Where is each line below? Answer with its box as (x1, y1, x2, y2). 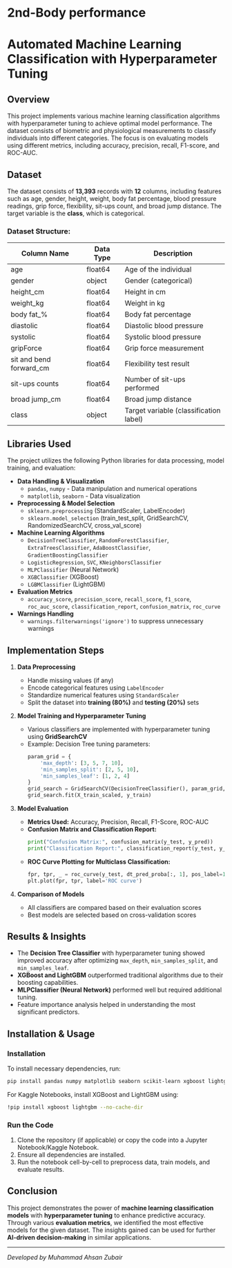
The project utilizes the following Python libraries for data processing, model (7, 456, 224, 465)
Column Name (21, 249, 70, 258)
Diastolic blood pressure (124, 321, 204, 330)
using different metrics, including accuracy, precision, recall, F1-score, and (7, 141, 220, 150)
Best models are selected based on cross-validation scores (27, 911, 197, 919)
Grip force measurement (124, 343, 204, 353)
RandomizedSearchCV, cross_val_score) (27, 521, 142, 530)
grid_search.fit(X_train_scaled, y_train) (27, 792, 152, 799)
